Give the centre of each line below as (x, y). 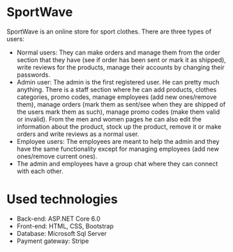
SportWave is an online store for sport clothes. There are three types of (109, 31)
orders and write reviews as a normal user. (78, 134)
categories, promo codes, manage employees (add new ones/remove (116, 97)
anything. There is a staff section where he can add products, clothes (116, 89)
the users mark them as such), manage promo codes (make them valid (118, 112)
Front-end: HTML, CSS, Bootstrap (65, 226)
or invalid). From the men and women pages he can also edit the (109, 119)
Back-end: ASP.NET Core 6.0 (58, 218)
